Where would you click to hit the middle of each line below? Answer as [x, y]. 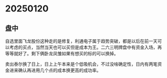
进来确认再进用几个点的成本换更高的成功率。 [55, 70]
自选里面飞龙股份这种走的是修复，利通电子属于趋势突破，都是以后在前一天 [81, 41]
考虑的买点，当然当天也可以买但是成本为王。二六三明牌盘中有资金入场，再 [85, 47]
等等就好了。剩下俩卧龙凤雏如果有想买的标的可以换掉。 [62, 53]
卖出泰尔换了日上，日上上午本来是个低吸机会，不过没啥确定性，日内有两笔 [81, 64]
